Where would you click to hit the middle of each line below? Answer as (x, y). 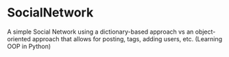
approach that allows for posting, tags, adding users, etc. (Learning (127, 38)
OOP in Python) (29, 46)
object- (205, 32)
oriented (19, 38)
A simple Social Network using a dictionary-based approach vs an (100, 32)
